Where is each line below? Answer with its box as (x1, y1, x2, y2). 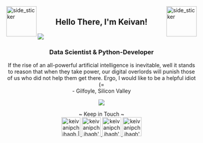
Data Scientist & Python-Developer (49, 48, 154, 56)
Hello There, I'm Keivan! (55, 17, 148, 27)
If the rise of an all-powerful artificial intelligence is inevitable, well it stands (8, 62, 195, 69)
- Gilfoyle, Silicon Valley (72, 87, 131, 95)
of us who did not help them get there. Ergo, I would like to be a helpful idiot (7, 75, 196, 82)
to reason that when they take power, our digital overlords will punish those (8, 68, 195, 75)
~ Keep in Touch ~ (78, 110, 125, 118)
